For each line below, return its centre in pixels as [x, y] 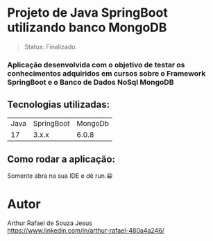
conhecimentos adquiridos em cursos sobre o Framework [106, 73]
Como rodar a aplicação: [61, 159]
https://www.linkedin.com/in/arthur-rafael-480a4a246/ [86, 231]
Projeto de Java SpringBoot [87, 13]
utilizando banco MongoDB [87, 27]
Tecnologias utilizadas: [58, 105]
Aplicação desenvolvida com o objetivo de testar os [96, 65]
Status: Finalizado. [51, 47]
